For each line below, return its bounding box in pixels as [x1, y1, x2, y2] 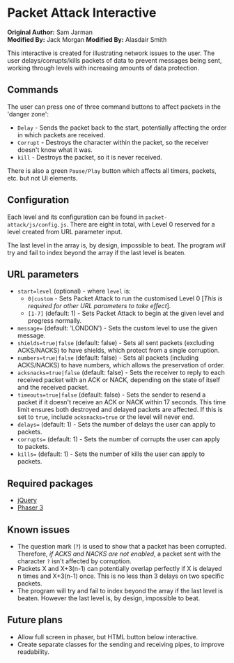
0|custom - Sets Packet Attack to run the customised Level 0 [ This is [27, 294, 223, 303]
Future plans [7, 614, 63, 626]
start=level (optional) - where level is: [17, 287, 131, 296]
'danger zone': [7, 109, 49, 118]
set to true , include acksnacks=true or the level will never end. [17, 413, 195, 421]
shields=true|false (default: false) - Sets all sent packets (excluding [17, 339, 214, 347]
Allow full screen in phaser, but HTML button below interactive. [17, 632, 198, 641]
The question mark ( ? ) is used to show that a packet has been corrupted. [17, 542, 227, 550]
